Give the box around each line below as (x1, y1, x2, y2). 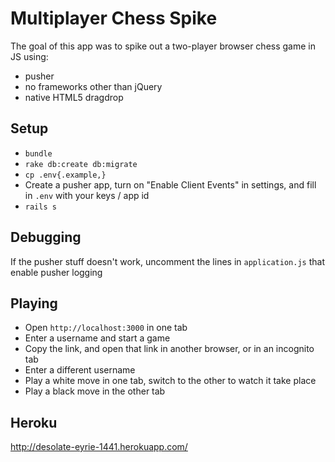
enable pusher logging (10, 266, 103, 278)
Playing (10, 295, 58, 312)
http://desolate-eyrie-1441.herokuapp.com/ (10, 441, 188, 453)
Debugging (10, 229, 82, 246)
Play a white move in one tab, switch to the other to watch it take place (24, 375, 317, 387)
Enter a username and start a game (24, 332, 171, 344)
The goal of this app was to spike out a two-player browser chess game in (10, 40, 316, 52)
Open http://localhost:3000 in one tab (24, 322, 188, 334)
